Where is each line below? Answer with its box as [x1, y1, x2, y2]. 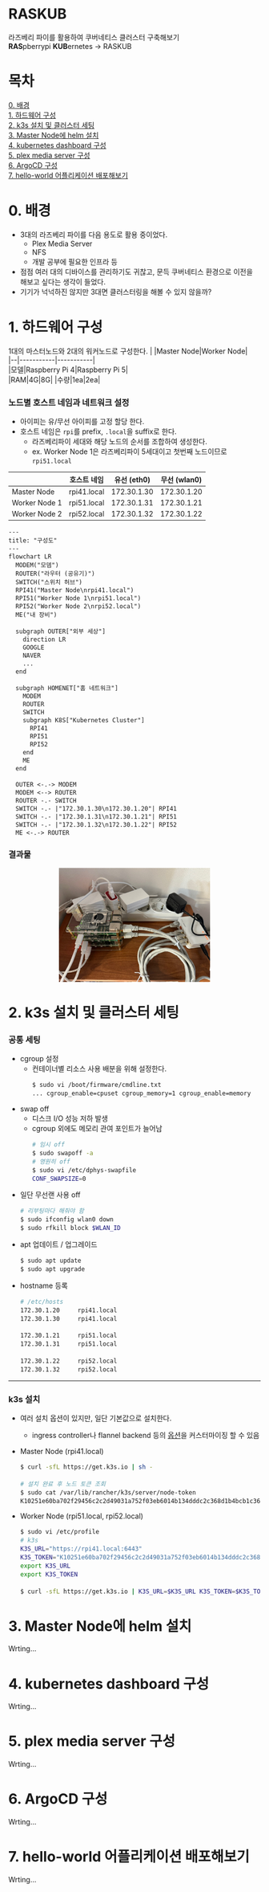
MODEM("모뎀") [15, 561, 59, 569]
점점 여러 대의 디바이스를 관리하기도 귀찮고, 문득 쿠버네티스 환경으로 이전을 [19, 267, 254, 276]
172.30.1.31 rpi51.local [19, 1340, 118, 1348]
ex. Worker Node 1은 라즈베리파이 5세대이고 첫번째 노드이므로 [31, 447, 227, 456]
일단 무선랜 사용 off [19, 1190, 81, 1199]
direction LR [22, 635, 66, 644]
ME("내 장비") [15, 611, 58, 619]
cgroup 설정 [19, 1054, 59, 1064]
